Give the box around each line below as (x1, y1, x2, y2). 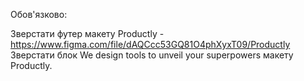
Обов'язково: (10, 9, 68, 20)
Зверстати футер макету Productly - (10, 28, 165, 39)
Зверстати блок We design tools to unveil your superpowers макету (10, 49, 294, 61)
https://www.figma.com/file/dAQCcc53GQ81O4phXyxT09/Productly (10, 39, 291, 50)
